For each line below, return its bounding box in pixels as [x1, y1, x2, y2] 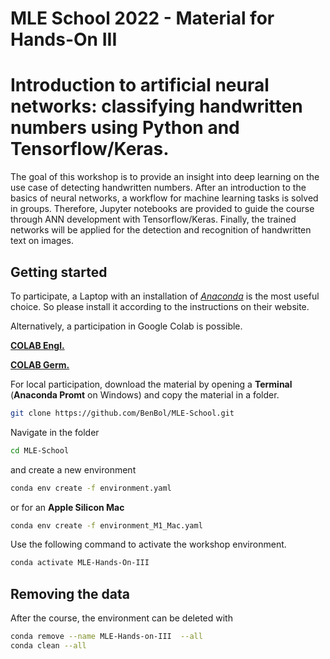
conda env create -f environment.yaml [10, 483, 172, 493]
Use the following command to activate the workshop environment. [10, 538, 287, 551]
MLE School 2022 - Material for [10, 7, 275, 30]
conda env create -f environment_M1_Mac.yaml [10, 520, 203, 531]
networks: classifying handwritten [10, 95, 303, 118]
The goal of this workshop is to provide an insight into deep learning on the [10, 171, 320, 183]
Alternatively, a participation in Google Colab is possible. [10, 320, 243, 332]
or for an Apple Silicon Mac [10, 501, 125, 513]
